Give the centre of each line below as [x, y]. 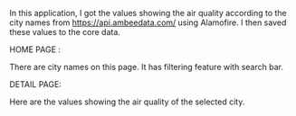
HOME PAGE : [35, 49]
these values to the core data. [65, 32]
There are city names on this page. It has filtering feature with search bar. [146, 67]
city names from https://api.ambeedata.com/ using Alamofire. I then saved [148, 22]
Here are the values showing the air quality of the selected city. [127, 102]
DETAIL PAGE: [35, 84]
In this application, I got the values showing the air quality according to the [148, 13]
